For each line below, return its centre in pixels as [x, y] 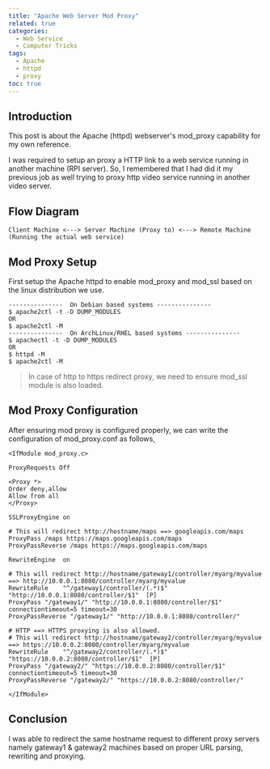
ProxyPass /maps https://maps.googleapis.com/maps [95, 538]
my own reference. [40, 144]
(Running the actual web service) [67, 237]
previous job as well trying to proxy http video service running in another [129, 177]
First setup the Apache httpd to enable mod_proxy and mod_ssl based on [130, 281]
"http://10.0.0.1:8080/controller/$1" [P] [83, 595]
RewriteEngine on [39, 559]
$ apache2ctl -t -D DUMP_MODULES [65, 312]
